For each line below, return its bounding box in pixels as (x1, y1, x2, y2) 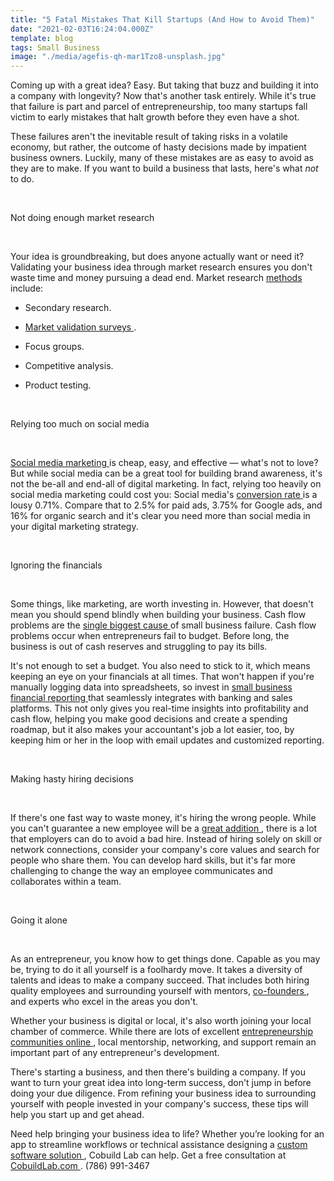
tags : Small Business (10, 42, 101, 53)
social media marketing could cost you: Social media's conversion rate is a (10, 489, 318, 501)
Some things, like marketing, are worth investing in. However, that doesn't (10, 598, 314, 610)
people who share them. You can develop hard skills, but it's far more (10, 854, 296, 866)
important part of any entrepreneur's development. (10, 1047, 220, 1059)
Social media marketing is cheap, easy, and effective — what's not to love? (10, 457, 319, 469)
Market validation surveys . (24, 321, 137, 333)
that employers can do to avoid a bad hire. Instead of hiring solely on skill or (10, 833, 323, 845)
